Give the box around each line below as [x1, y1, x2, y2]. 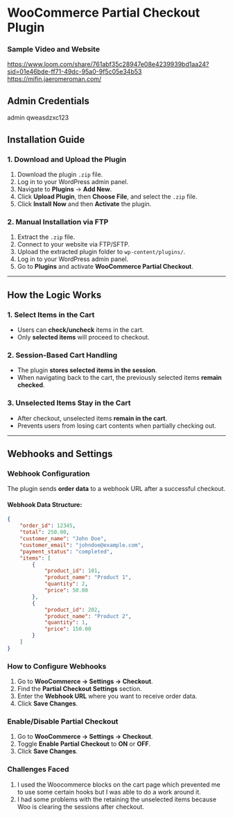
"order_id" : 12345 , [19, 522, 76, 529]
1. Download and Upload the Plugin [7, 154, 127, 164]
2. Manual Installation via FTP [7, 217, 109, 226]
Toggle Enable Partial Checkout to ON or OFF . [17, 740, 151, 748]
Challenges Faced [7, 765, 69, 774]
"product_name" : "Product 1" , [44, 574, 132, 581]
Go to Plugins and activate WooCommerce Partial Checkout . [17, 262, 193, 271]
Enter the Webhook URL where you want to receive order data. [17, 692, 198, 701]
